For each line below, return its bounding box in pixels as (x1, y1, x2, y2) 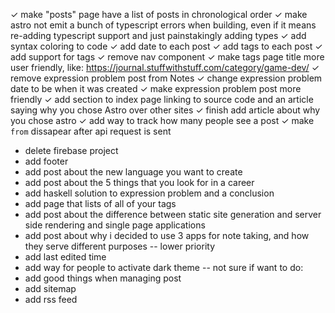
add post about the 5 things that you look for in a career (24, 177, 255, 188)
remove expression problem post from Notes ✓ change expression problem (10, 72, 323, 84)
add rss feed (24, 294, 78, 305)
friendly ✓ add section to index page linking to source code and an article (10, 94, 314, 105)
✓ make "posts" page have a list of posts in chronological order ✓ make (10, 9, 308, 20)
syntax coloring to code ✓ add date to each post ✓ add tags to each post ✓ (10, 40, 323, 52)
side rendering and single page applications (24, 219, 206, 231)
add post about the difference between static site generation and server (24, 209, 322, 220)
